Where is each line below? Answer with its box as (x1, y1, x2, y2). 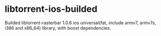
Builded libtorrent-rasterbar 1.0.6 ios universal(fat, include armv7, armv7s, (5, 20, 156, 26)
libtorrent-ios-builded (5, 3, 98, 15)
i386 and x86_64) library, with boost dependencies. (5, 25, 111, 31)
